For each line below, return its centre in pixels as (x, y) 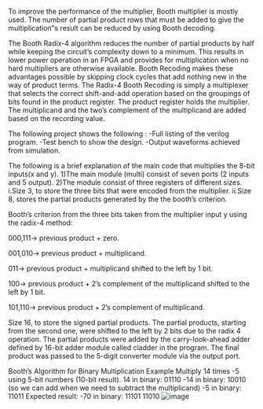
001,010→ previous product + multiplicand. (77, 253)
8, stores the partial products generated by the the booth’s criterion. (118, 199)
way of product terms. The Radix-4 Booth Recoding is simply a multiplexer (128, 85)
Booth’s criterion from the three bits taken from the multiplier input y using (128, 214)
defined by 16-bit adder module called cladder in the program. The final (124, 348)
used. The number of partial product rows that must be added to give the (126, 20)
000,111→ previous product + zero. (64, 238)
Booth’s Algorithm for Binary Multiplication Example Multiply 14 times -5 (124, 371)
